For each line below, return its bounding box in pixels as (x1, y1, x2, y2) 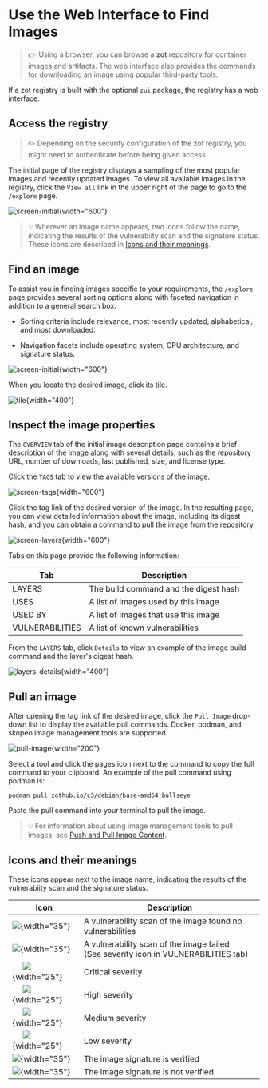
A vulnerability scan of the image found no (83, 915, 242, 927)
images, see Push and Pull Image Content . (27, 830, 167, 840)
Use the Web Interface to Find (8, 6, 210, 24)
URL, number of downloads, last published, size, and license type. (8, 456, 226, 466)
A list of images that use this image (89, 609, 220, 620)
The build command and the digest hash (89, 584, 240, 595)
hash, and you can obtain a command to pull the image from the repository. (8, 520, 256, 529)
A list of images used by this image (89, 596, 219, 608)
